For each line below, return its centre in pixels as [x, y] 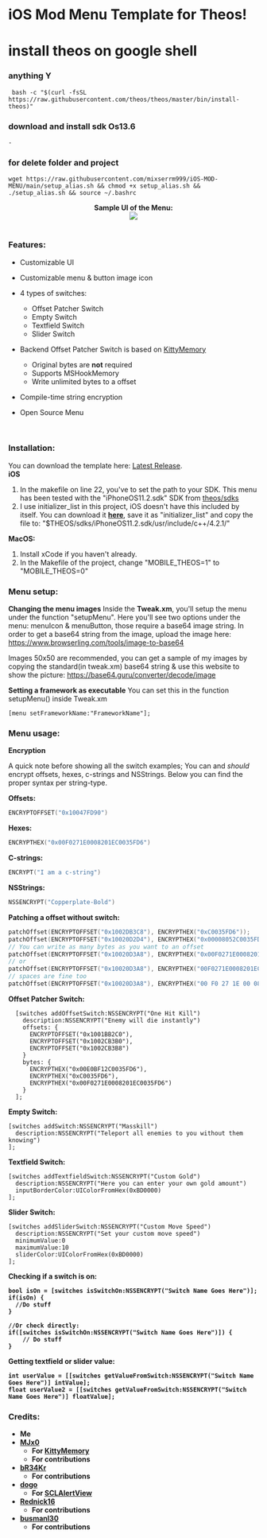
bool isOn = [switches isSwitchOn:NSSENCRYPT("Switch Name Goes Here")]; [133, 1291]
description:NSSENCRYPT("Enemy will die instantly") [112, 1020]
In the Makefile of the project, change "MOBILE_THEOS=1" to [120, 562]
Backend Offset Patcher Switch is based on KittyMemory [113, 349]
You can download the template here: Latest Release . [95, 465]
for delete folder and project [64, 162]
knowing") [25, 1140]
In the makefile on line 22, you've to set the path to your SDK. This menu [138, 489]
